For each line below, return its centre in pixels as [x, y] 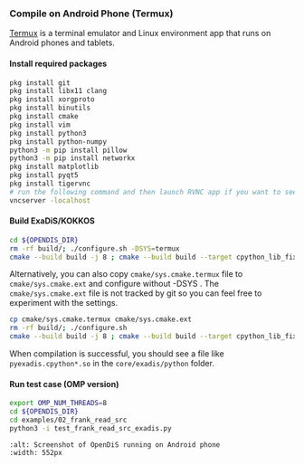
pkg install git [40, 83]
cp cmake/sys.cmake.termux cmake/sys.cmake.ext [101, 319]
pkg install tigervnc [50, 184]
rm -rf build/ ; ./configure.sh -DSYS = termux [95, 248]
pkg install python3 [48, 133]
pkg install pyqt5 [44, 176]
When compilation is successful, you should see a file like [117, 354]
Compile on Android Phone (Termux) [91, 14]
